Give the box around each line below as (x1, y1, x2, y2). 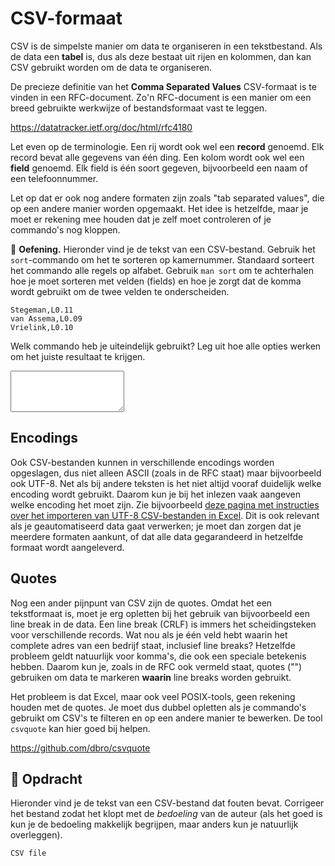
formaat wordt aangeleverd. (10, 541, 125, 553)
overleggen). (10, 829, 63, 841)
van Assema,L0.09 (10, 313, 83, 324)
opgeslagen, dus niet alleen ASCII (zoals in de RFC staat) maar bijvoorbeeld (10, 467, 322, 479)
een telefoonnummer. (10, 172, 99, 184)
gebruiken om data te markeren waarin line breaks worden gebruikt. (10, 671, 292, 683)
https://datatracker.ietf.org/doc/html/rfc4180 (10, 121, 193, 133)
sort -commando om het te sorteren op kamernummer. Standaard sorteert (10, 253, 315, 266)
